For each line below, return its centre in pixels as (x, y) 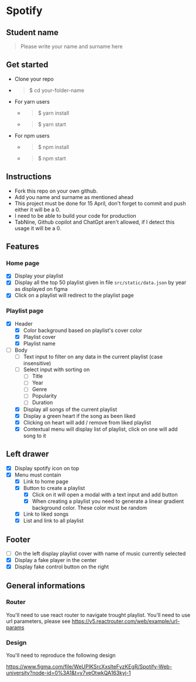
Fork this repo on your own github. (56, 191)
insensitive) (37, 364)
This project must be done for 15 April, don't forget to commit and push (100, 203)
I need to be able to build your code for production (75, 215)
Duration (42, 403)
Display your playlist (39, 276)
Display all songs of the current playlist (70, 409)
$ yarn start (52, 124)
